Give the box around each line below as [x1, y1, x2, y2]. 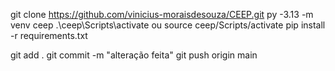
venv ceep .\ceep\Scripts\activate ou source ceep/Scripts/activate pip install [10, 19, 326, 31]
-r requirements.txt [10, 30, 88, 41]
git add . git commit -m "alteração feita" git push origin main [10, 49, 258, 61]
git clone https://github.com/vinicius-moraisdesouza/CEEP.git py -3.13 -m [10, 9, 314, 20]
